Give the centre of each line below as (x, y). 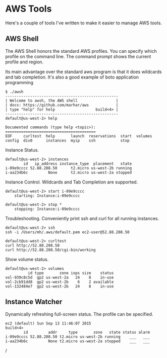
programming (19, 82)
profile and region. (24, 62)
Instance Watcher (34, 302)
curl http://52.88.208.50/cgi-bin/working (50, 250)
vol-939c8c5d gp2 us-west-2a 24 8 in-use (60, 277)
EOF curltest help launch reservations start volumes (79, 136)
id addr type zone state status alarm (87, 332)
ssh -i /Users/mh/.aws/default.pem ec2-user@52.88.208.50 (67, 232)
